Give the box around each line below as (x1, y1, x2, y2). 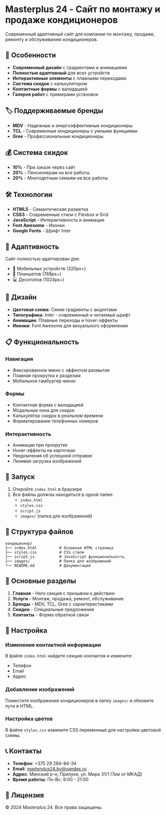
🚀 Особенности (5, 51, 56, 60)
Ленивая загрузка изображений (12, 458, 82, 464)
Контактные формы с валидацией (12, 86, 88, 92)
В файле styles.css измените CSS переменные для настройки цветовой (5, 727, 161, 733)
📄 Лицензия (5, 791, 44, 800)
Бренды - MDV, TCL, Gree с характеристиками (12, 601, 114, 607)
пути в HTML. (5, 703, 34, 709)
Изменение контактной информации (5, 641, 102, 648)
